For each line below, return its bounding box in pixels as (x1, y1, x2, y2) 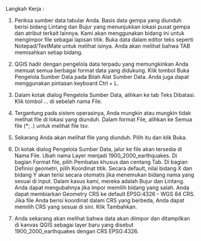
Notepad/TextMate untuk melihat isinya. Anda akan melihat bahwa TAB (14, 42, 191, 49)
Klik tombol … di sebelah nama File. (14, 98, 103, 105)
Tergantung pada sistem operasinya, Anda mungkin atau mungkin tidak (14, 110, 191, 116)
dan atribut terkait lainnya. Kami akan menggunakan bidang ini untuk (14, 30, 185, 37)
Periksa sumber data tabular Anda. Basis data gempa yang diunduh (14, 17, 182, 23)
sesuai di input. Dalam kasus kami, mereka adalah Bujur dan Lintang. (14, 178, 185, 184)
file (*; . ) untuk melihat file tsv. (14, 122, 90, 129)
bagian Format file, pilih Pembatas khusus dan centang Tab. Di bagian (14, 158, 188, 165)
